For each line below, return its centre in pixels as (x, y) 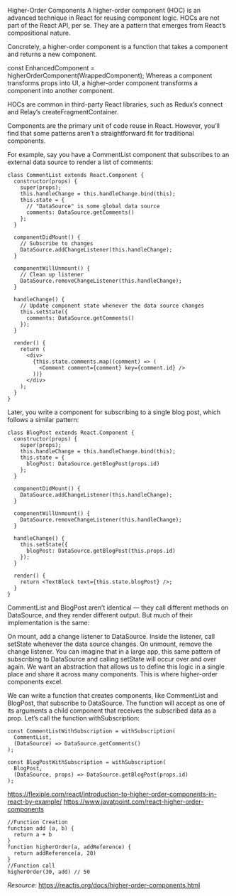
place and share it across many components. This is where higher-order (113, 674)
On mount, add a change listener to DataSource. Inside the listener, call (111, 636)
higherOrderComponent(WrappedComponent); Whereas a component (110, 75)
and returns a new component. (52, 54)
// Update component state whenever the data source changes (112, 306)
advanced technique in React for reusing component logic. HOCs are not (113, 18)
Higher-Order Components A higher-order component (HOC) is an (104, 10)
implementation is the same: (49, 622)
